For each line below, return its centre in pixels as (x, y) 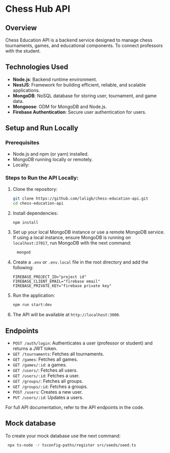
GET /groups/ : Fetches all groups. (48, 381)
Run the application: (34, 295)
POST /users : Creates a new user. (48, 392)
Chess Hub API (38, 9)
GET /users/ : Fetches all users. (45, 370)
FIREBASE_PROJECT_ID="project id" (49, 277)
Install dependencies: (35, 213)
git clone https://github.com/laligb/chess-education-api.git (80, 198)
